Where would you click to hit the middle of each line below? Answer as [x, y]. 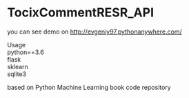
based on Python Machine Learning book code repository [89, 87]
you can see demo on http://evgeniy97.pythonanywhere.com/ [95, 32]
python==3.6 [26, 52]
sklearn [18, 66]
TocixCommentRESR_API [80, 13]
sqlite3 [17, 74]
